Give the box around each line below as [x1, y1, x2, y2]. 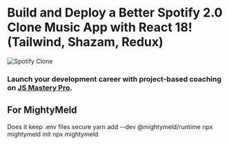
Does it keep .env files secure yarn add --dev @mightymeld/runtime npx [7, 122, 213, 130]
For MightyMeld [7, 104, 77, 116]
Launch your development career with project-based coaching [7, 74, 222, 84]
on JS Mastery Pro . [7, 83, 72, 93]
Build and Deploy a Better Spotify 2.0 [7, 5, 223, 21]
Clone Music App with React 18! [7, 19, 193, 35]
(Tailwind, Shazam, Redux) [7, 35, 163, 50]
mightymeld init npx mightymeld [7, 130, 99, 138]
